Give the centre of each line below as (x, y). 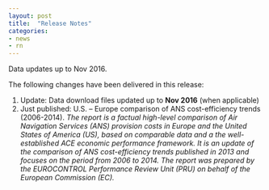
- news (19, 38)
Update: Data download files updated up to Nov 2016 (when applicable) (140, 100)
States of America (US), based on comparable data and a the (123, 135)
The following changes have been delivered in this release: (106, 85)
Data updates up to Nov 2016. (58, 69)
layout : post (30, 16)
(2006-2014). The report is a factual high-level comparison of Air (129, 117)
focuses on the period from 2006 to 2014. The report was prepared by (137, 160)
